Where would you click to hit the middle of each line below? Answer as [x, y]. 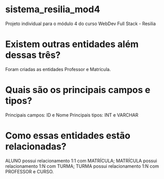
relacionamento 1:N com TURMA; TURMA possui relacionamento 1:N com [82, 166]
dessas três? [33, 55]
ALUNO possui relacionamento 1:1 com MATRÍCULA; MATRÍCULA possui [81, 161]
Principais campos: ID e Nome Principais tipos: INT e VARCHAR [72, 115]
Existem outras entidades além [72, 44]
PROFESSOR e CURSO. [30, 171]
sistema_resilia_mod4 [53, 9]
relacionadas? [36, 146]
